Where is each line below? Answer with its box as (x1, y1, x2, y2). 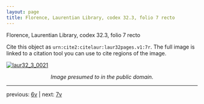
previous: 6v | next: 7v (6, 91, 63, 98)
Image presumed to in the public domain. (50, 73, 154, 80)
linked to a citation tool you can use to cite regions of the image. (6, 49, 167, 57)
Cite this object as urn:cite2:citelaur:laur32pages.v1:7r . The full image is (6, 43, 195, 50)
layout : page (6, 9, 39, 15)
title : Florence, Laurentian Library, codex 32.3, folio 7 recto (6, 15, 175, 21)
